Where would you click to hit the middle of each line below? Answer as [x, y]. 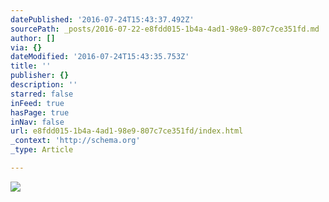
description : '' [44, 85]
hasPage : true [40, 112]
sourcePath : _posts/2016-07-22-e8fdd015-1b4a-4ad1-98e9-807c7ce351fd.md [165, 29]
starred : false [42, 94]
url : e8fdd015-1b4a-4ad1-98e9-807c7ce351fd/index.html [127, 131]
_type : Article [42, 150]
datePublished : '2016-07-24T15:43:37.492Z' [102, 19]
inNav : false [37, 122]
